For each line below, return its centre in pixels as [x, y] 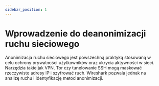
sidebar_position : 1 [26, 9]
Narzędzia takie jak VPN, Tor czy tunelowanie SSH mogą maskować [74, 68]
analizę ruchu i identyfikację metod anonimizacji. [54, 78]
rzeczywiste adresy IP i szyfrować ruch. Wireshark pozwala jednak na [76, 73]
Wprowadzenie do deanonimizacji [76, 33]
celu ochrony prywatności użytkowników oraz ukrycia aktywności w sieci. [80, 62]
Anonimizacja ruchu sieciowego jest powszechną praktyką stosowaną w [78, 57]
